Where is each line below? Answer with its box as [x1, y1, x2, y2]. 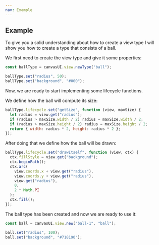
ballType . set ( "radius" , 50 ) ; [5, 74, 67, 79]
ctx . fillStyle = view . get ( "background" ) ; [10, 155, 98, 160]
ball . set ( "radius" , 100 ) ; [5, 230, 60, 235]
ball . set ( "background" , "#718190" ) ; [5, 234, 82, 240]
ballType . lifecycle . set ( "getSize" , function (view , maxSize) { [5, 108, 141, 113]
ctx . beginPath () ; [10, 159, 46, 165]
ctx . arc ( [10, 164, 28, 169]
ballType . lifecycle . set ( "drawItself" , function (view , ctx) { [5, 150, 139, 155]
